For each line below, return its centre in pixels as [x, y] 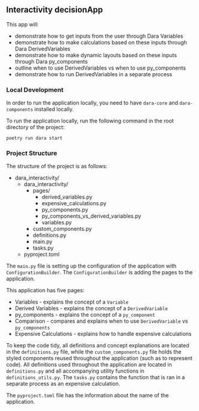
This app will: [22, 24]
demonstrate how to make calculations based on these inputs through [101, 42]
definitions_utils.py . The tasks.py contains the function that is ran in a [96, 377]
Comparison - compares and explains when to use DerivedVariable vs [101, 321]
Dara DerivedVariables [42, 49]
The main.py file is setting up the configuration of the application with [91, 266]
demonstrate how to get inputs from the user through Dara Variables [99, 36]
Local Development [35, 89]
